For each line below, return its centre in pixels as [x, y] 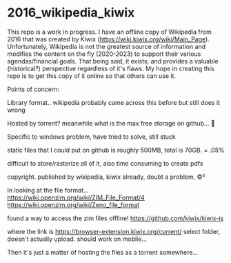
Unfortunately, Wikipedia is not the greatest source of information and [106, 46]
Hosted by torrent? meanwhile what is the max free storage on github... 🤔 [111, 123]
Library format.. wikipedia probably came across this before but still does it [114, 102]
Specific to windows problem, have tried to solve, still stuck [91, 137]
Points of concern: [33, 89]
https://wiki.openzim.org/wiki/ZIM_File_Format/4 [76, 197]
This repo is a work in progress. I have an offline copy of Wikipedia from [109, 32]
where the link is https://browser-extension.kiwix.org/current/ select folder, [114, 231]
